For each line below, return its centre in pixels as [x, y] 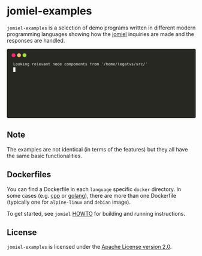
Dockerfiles [29, 175]
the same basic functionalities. [45, 156]
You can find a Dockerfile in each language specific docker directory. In [94, 189]
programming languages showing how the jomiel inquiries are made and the [100, 34]
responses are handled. [36, 40]
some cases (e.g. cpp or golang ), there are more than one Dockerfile [91, 195]
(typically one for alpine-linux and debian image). [69, 202]
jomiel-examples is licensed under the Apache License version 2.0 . [89, 247]
